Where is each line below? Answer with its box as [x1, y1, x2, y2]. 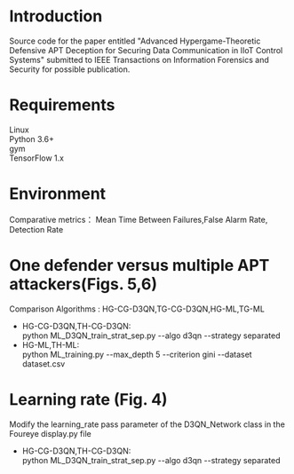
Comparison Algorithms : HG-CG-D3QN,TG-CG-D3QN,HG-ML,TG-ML [9, 304, 265, 314]
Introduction [9, 6, 103, 27]
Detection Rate [9, 224, 64, 234]
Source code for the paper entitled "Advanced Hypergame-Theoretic [9, 36, 261, 46]
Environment [9, 184, 107, 204]
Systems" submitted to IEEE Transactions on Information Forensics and [9, 54, 269, 65]
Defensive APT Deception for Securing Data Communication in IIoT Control [9, 44, 283, 55]
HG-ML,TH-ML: [21, 339, 80, 350]
